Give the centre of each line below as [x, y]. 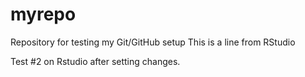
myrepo [43, 14]
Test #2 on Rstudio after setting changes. [95, 61]
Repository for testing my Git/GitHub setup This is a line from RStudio [153, 42]
